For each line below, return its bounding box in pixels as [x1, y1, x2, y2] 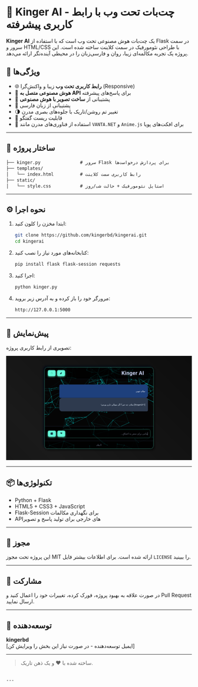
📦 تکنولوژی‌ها [6, 478, 52, 488]
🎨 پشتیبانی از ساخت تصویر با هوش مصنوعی [14, 95, 110, 103]
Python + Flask [14, 496, 52, 503]
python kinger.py [14, 284, 58, 290]
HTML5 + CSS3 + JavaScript [14, 503, 85, 510]
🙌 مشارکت [6, 576, 42, 586]
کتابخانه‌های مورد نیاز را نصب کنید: [14, 249, 89, 256]
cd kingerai [14, 239, 44, 245]
